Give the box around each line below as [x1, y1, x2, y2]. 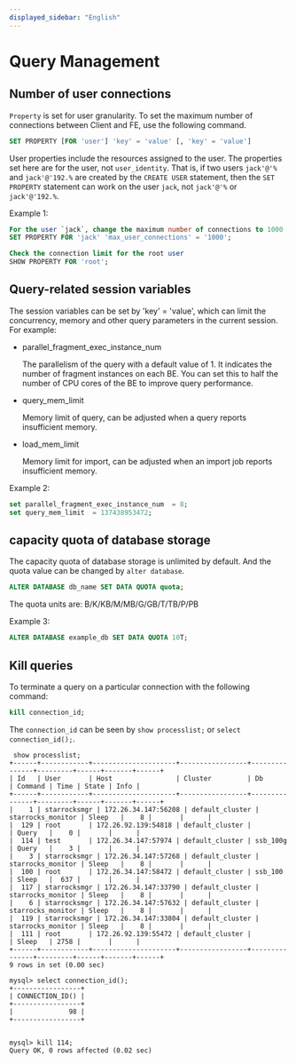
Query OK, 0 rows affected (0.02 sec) [9, 1045, 152, 1055]
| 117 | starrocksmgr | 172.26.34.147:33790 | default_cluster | [9, 883, 260, 892]
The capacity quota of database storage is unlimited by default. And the [9, 556, 272, 567]
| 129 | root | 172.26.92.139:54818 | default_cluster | [9, 821, 252, 830]
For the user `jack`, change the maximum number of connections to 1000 [9, 225, 284, 234]
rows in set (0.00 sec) [17, 960, 105, 969]
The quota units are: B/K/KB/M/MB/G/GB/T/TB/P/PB [9, 599, 199, 609]
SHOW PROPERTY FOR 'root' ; [9, 258, 109, 266]
